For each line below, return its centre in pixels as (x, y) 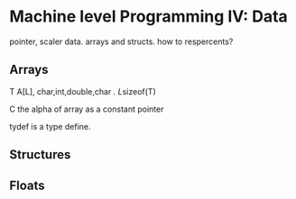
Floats (27, 185)
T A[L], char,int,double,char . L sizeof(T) (83, 91)
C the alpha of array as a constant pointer (87, 109)
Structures (40, 155)
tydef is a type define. (50, 126)
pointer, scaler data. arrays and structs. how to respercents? (121, 41)
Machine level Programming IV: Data (149, 17)
